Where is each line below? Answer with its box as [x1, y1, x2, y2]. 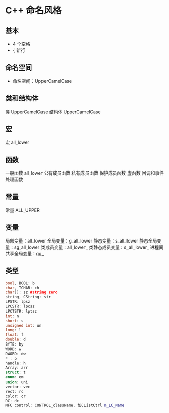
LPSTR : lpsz [5, 299, 30, 304]
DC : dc [5, 398, 19, 403]
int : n [5, 313, 19, 319]
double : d [5, 337, 26, 342]
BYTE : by [5, 342, 24, 347]
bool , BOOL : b [5, 280, 35, 286]
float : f [5, 332, 24, 337]
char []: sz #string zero [5, 290, 58, 295]
